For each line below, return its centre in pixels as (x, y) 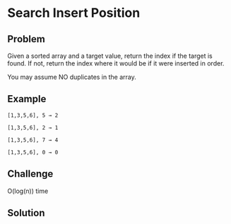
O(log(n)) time (28, 191)
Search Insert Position (74, 13)
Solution (26, 213)
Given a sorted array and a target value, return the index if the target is (110, 56)
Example (27, 99)
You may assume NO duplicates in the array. (72, 77)
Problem (26, 39)
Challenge (30, 174)
